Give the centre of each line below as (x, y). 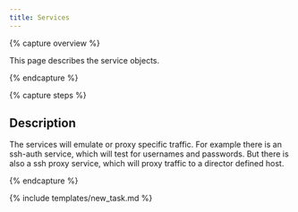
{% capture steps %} (48, 95)
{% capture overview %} (55, 43)
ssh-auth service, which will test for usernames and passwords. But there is (149, 154)
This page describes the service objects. (85, 60)
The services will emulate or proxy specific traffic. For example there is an (145, 145)
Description (43, 123)
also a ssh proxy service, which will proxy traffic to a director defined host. (147, 164)
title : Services (39, 17)
